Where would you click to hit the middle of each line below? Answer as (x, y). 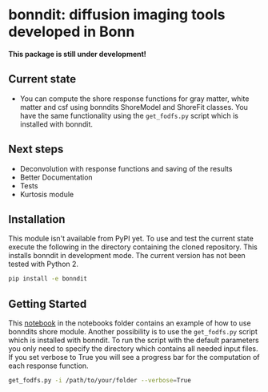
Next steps (36, 150)
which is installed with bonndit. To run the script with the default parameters (134, 340)
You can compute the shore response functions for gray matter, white (134, 99)
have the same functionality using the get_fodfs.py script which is (129, 115)
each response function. (49, 366)
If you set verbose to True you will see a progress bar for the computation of (134, 358)
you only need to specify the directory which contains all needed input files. (133, 349)
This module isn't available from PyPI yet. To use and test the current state (131, 239)
